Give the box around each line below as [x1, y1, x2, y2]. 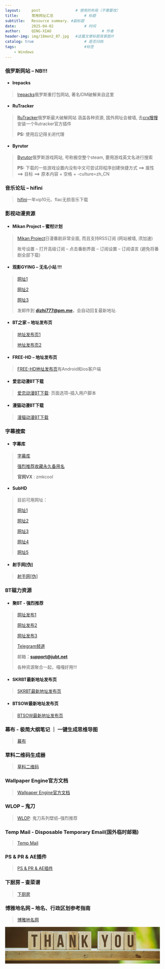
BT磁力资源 [5, 587, 32, 594]
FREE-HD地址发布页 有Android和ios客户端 [17, 366, 101, 372]
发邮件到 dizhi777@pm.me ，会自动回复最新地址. [17, 307, 117, 313]
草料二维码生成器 [5, 752, 46, 759]
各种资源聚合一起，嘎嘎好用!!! [17, 664, 77, 670]
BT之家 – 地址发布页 [12, 319, 53, 325]
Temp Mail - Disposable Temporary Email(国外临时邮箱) [5, 829, 139, 835]
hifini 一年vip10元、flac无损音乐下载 [17, 197, 88, 203]
